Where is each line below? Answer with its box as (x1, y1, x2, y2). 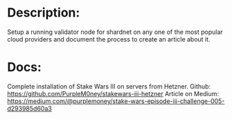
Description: (7, 5, 80, 21)
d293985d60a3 (7, 104, 52, 112)
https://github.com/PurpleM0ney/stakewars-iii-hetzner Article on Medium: (7, 89, 220, 98)
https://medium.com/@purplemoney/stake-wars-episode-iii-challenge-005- (7, 97, 225, 105)
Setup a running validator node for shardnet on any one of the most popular (7, 28, 223, 36)
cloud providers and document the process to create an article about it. (7, 35, 211, 43)
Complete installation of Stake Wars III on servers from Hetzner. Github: (7, 82, 211, 91)
